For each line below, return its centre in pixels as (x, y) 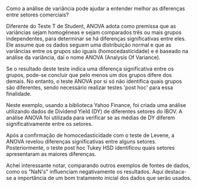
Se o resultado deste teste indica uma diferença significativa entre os (90, 69)
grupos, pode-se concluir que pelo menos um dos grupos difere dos (89, 75)
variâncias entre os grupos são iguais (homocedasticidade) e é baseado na (97, 51)
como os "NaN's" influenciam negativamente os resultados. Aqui (85, 172)
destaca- (176, 172)
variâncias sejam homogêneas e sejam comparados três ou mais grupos (94, 32)
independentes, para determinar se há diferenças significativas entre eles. (96, 39)
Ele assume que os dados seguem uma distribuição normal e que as (89, 45)
